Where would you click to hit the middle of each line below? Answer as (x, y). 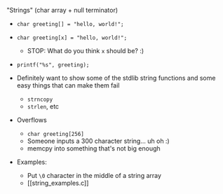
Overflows (32, 120)
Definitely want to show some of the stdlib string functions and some (116, 78)
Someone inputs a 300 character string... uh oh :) (98, 141)
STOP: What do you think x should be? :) (86, 51)
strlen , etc (43, 106)
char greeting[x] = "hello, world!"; (72, 38)
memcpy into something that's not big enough (94, 148)
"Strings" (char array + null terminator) (62, 10)
